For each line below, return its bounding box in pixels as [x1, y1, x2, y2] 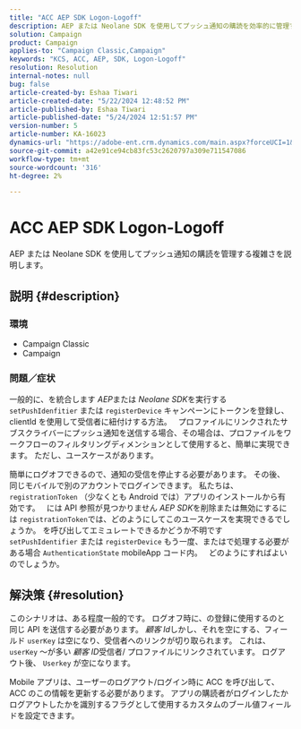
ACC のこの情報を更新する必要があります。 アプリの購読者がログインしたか [9, 687, 289, 699]
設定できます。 [24, 709, 80, 721]
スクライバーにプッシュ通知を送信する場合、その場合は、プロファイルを [16, 427, 284, 439]
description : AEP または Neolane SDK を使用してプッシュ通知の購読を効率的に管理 [9, 21, 289, 30]
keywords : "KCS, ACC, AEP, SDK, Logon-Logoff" [9, 55, 186, 64]
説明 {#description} [9, 288, 121, 304]
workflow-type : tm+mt [9, 154, 90, 164]
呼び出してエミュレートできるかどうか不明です [50, 525, 223, 536]
